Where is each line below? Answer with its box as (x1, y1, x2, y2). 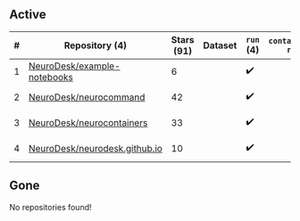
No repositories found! (9, 201, 92, 212)
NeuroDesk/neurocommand (28, 91, 146, 103)
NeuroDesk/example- (28, 60, 121, 72)
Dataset (203, 39, 237, 52)
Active (9, 7, 46, 22)
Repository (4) (63, 39, 128, 52)
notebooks (28, 70, 74, 83)
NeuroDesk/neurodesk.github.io (28, 142, 163, 154)
